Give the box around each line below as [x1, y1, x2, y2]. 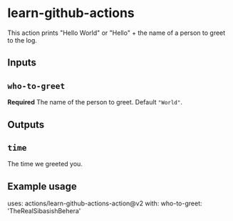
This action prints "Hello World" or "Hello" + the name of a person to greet [7, 28, 226, 37]
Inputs [7, 57, 37, 69]
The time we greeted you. [7, 160, 83, 168]
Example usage [7, 180, 77, 193]
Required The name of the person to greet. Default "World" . [7, 98, 183, 107]
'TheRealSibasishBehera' [7, 207, 81, 215]
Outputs [7, 119, 45, 131]
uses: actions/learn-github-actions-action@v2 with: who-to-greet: [7, 199, 202, 207]
